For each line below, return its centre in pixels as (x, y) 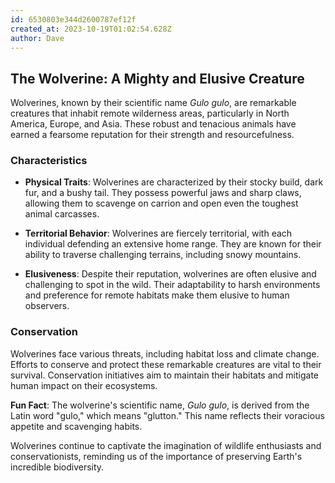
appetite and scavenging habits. (76, 426)
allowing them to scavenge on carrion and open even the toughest (161, 203)
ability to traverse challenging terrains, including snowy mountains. (163, 255)
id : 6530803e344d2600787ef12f (73, 19)
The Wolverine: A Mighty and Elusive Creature (157, 78)
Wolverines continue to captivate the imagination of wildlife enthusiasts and (166, 445)
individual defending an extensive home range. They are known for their (173, 244)
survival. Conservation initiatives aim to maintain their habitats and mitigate (164, 375)
